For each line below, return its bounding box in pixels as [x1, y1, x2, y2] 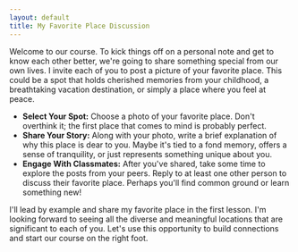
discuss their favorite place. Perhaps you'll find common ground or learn [21, 177, 290, 188]
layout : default [9, 13, 70, 22]
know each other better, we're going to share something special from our [9, 55, 279, 66]
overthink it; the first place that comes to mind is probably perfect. [21, 120, 267, 130]
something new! [21, 187, 82, 197]
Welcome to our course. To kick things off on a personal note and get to [9, 46, 275, 56]
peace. [9, 93, 35, 104]
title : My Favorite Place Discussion [9, 21, 150, 30]
